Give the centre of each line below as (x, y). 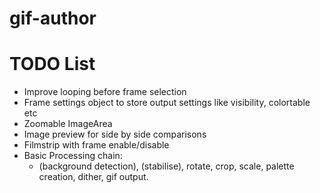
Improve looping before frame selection (105, 92)
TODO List (52, 64)
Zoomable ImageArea (68, 124)
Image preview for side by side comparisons (115, 134)
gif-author (53, 18)
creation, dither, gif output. (93, 177)
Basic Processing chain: (73, 156)
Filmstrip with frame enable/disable (96, 145)
